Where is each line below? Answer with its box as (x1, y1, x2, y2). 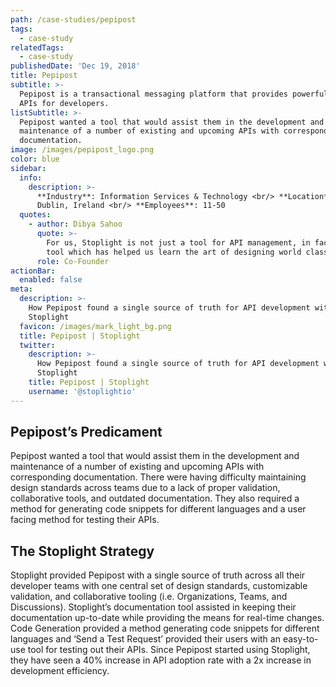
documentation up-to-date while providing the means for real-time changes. (10, 612, 325, 624)
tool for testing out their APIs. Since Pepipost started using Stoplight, (27, 644, 311, 656)
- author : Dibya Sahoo (28, 219, 123, 230)
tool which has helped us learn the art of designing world (46, 247, 302, 257)
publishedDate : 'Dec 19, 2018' (10, 61, 141, 71)
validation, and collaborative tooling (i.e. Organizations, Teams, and (10, 591, 288, 603)
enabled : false (19, 275, 83, 285)
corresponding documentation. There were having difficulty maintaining (10, 471, 307, 483)
